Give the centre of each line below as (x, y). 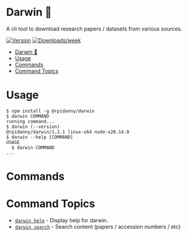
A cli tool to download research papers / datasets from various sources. (94, 29)
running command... (30, 121)
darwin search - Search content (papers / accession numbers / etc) (98, 227)
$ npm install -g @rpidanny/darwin (50, 111)
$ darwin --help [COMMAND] (40, 137)
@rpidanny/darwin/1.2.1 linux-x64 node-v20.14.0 (68, 132)
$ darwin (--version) (33, 127)
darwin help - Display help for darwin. (61, 220)
